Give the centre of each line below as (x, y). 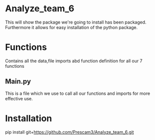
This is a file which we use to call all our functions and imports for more (78, 93)
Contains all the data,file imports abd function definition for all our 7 (74, 61)
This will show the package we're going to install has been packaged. (76, 22)
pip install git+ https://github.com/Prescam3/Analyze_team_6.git (70, 132)
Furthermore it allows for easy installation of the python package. (72, 27)
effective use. (19, 98)
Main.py (18, 82)
